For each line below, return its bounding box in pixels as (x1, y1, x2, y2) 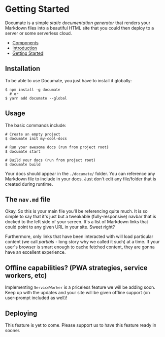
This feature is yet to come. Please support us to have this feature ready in (5, 322, 157, 328)
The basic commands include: (5, 122, 66, 128)
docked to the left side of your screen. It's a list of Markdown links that (5, 219, 149, 225)
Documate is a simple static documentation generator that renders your (5, 20, 151, 26)
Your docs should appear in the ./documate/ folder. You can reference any (5, 170, 155, 176)
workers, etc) (5, 271, 47, 279)
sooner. (5, 328, 21, 333)
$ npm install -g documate (5, 87, 61, 92)
